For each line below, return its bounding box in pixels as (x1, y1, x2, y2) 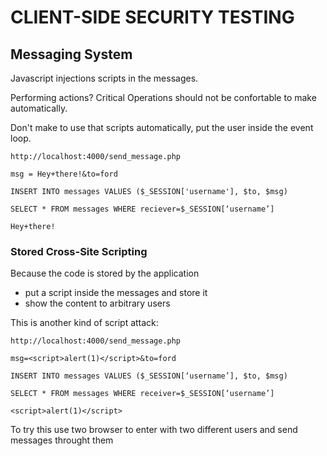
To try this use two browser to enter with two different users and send (10, 424, 298, 436)
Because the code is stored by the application (10, 267, 200, 280)
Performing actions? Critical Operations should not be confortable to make (10, 92, 317, 103)
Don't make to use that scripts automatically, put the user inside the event (10, 122, 314, 133)
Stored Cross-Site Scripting (10, 244, 148, 258)
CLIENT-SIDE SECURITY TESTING (10, 6, 295, 29)
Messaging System (10, 46, 133, 63)
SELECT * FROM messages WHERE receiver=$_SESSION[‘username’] (10, 389, 275, 399)
